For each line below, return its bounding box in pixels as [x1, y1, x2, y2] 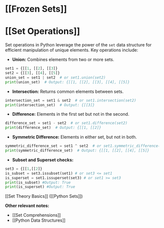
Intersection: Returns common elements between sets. [12, 88, 124, 94]
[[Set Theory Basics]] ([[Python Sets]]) [5, 193, 83, 199]
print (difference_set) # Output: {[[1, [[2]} [5, 125, 102, 130]
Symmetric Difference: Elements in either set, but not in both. [12, 134, 137, 140]
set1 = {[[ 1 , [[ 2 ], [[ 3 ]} [5, 66, 58, 71]
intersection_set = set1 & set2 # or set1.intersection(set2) [5, 98, 137, 103]
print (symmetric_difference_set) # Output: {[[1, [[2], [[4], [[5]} [5, 148, 150, 153]
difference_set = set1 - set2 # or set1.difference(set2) [5, 121, 128, 125]
